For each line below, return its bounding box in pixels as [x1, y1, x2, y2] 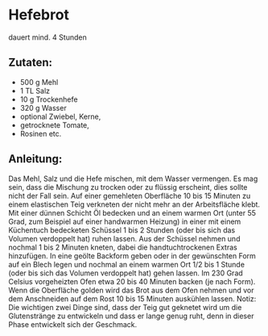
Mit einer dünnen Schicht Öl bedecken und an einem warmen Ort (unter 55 [8, 208, 256, 217]
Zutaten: [8, 56, 53, 69]
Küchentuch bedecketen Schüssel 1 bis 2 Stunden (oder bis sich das [8, 225, 236, 235]
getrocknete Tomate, [19, 120, 90, 130]
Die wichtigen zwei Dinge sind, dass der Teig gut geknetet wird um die [8, 302, 242, 312]
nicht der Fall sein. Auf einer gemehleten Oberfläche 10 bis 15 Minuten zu [8, 191, 251, 200]
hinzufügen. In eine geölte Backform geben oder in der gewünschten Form [8, 250, 256, 260]
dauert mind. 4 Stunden [8, 32, 87, 42]
